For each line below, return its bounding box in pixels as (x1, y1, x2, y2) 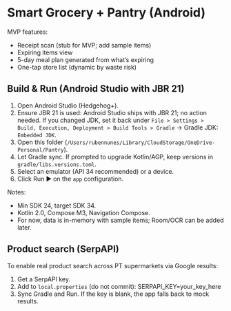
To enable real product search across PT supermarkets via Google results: (7, 261, 219, 270)
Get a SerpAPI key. (17, 274, 71, 283)
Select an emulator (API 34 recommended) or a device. (17, 167, 174, 175)
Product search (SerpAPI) (7, 243, 119, 255)
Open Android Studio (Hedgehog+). (17, 101, 119, 110)
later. (17, 223, 32, 232)
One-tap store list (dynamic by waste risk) (17, 63, 137, 71)
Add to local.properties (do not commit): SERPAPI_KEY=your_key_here (17, 282, 221, 290)
